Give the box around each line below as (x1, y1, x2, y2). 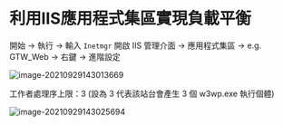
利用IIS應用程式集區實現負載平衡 (9, 8, 252, 29)
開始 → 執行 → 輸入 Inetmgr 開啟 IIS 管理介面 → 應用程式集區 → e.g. (9, 40, 262, 51)
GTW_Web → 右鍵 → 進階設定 (9, 51, 121, 62)
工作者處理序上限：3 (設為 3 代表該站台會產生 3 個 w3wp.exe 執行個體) (9, 88, 275, 99)
